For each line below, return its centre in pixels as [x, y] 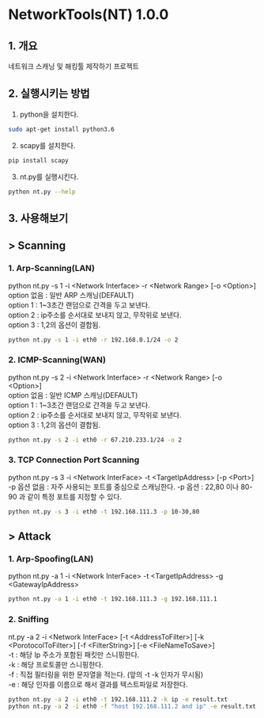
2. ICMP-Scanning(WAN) [57, 360]
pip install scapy [38, 160]
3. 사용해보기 [38, 218]
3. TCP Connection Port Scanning [74, 460]
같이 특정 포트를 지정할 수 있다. [75, 496]
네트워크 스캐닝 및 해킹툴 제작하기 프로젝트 [74, 66]
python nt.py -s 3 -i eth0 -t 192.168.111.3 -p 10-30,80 [104, 512]
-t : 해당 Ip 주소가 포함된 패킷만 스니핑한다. [74, 655]
